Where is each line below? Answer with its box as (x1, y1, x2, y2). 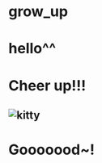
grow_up (8, 2, 69, 21)
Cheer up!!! (8, 76, 87, 94)
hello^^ (8, 40, 57, 58)
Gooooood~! (8, 140, 96, 159)
